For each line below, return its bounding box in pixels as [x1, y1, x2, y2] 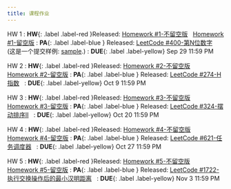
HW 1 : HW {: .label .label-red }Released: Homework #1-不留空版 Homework [7, 30, 224, 38]
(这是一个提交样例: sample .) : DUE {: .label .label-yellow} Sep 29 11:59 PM [7, 47, 214, 55]
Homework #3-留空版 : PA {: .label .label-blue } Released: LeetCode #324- [7, 102, 218, 110]
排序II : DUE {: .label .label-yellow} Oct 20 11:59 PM [12, 111, 159, 119]
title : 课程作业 [7, 10, 50, 17]
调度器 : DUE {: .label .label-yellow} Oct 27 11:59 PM [12, 142, 162, 151]
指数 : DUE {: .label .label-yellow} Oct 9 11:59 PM [7, 78, 146, 87]
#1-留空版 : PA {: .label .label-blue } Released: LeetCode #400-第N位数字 [7, 38, 212, 47]
